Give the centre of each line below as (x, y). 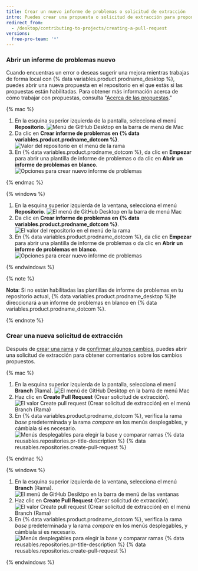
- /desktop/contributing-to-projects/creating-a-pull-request (89, 28)
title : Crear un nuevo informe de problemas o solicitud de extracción (96, 12)
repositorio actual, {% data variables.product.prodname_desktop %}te (91, 296)
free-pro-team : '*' (35, 39)
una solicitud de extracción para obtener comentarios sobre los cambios (94, 355)
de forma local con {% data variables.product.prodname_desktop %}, (90, 79)
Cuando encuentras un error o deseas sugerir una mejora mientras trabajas (98, 73)
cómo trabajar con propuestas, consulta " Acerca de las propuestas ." (89, 98)
